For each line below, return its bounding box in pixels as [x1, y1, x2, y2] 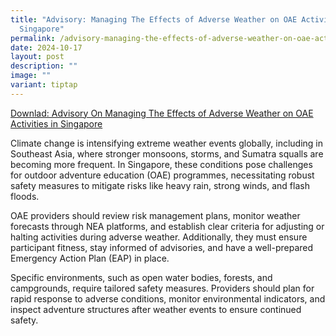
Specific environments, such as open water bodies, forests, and [10, 271, 273, 283]
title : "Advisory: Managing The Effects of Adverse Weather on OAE [10, 14, 298, 25]
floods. [10, 190, 40, 202]
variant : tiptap [10, 80, 78, 90]
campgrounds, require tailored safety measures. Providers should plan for [10, 282, 315, 294]
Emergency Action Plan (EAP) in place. [10, 252, 170, 264]
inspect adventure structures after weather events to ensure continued [10, 303, 302, 315]
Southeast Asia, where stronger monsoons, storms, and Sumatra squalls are [10, 147, 324, 160]
